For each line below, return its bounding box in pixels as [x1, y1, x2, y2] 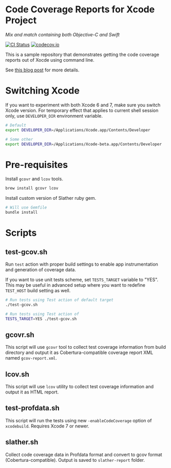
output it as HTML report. [5, 389, 59, 395]
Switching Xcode [5, 85, 80, 97]
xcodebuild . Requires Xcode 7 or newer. [5, 423, 89, 429]
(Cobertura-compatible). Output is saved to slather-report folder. [5, 457, 145, 463]
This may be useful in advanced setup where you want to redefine [5, 282, 145, 288]
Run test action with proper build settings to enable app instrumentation [5, 261, 158, 267]
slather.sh [5, 438, 39, 446]
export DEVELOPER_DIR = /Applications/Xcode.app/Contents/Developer [5, 127, 150, 133]
